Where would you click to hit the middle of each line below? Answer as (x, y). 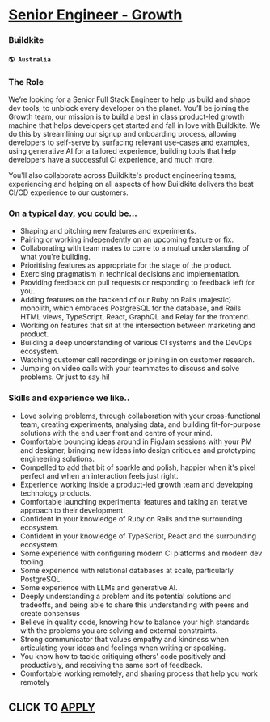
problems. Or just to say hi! (65, 377)
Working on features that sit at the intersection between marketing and (138, 326)
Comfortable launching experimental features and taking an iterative (133, 501)
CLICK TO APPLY (52, 707)
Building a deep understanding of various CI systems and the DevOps (136, 343)
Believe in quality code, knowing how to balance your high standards (135, 622)
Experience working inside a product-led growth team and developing (136, 484)
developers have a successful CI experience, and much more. (111, 160)
